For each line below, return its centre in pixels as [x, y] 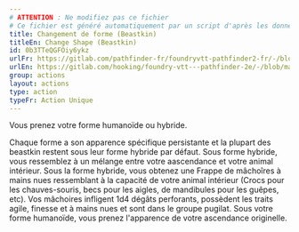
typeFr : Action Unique [51, 100]
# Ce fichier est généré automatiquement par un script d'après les [139, 26]
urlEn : [21, 68]
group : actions [37, 76]
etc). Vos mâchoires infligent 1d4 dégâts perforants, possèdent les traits [141, 199]
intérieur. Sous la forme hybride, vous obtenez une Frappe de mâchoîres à [145, 171]
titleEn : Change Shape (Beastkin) [73, 42]
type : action [33, 92]
